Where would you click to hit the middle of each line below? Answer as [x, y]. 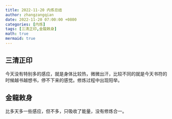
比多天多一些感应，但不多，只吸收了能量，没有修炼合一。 [66, 111]
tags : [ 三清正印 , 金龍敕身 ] [31, 29]
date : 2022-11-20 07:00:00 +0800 [41, 19]
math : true [17, 34]
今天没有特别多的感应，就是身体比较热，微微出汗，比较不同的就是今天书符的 [86, 74]
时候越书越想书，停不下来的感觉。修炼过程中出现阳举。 [64, 80]
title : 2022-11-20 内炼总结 [34, 10]
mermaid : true [21, 39]
